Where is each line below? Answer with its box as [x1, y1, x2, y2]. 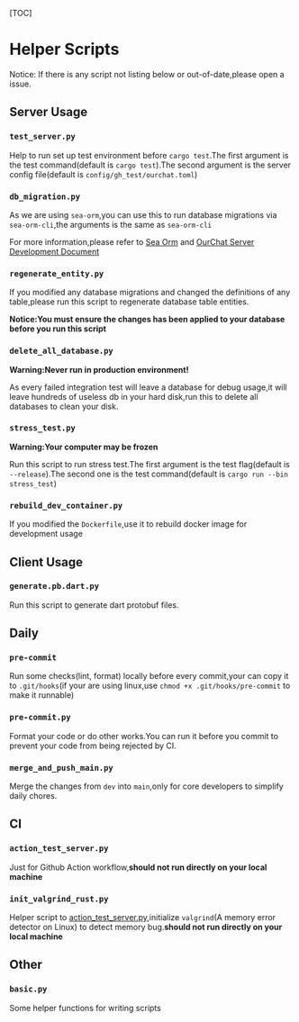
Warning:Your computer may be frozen [9, 441, 159, 452]
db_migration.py [9, 191, 81, 202]
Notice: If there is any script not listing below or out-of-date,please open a [9, 68, 285, 79]
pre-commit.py [9, 712, 71, 723]
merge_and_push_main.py [9, 763, 114, 773]
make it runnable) [9, 690, 75, 701]
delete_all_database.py [9, 346, 114, 357]
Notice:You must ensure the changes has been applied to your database [9, 314, 285, 325]
